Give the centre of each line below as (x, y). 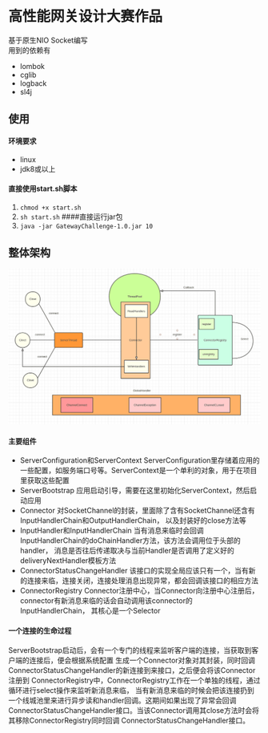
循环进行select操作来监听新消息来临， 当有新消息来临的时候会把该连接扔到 (131, 690)
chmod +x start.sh (50, 208)
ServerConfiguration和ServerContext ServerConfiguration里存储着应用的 (140, 460)
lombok (32, 66)
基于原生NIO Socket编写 (48, 40)
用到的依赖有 (29, 50)
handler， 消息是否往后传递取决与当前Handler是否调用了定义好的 (127, 551)
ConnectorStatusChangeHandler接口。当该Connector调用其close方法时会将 (134, 710)
